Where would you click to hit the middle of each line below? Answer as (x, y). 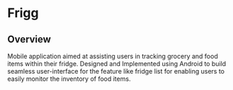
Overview (29, 39)
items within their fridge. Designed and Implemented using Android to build (117, 64)
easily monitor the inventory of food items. (69, 79)
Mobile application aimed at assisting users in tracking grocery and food (113, 56)
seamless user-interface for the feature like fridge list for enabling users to (116, 71)
